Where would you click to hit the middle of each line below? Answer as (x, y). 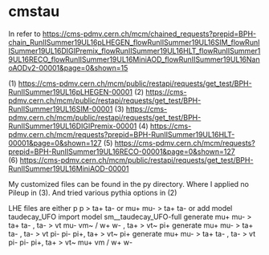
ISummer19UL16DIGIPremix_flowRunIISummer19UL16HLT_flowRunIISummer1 (134, 51)
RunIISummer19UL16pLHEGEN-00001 (70, 91)
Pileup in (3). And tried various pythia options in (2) (93, 192)
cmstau (34, 12)
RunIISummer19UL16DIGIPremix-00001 (73, 126)
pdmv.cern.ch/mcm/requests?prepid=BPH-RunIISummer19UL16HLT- (122, 134)
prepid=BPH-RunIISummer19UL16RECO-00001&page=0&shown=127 (122, 152)
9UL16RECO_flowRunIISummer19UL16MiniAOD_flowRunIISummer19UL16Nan (134, 59)
